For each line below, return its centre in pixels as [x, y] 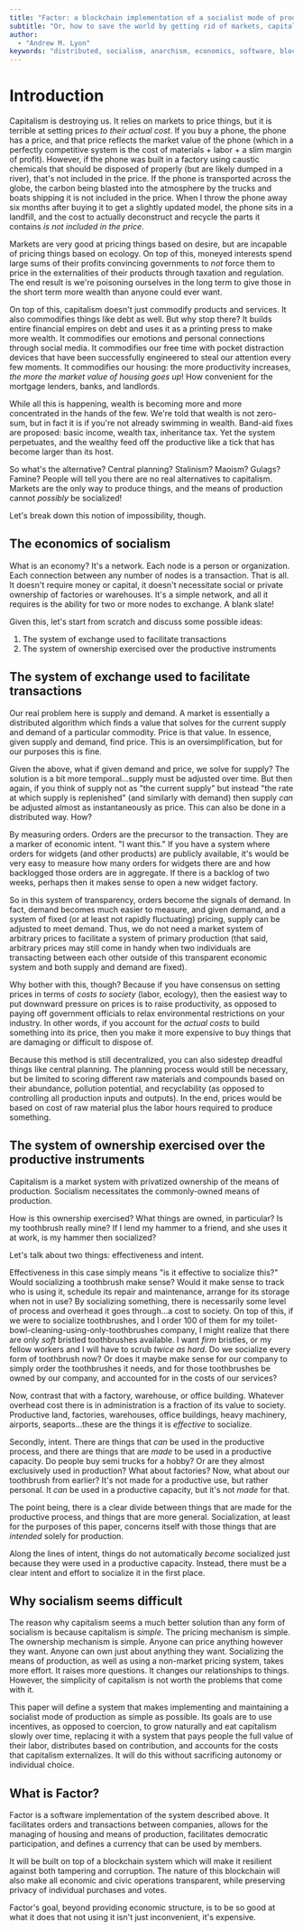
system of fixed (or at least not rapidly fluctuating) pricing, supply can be [145, 919]
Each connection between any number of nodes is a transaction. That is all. [149, 575]
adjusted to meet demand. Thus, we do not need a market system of [137, 928]
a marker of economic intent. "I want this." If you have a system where [140, 844]
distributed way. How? [51, 816]
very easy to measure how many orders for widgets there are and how [140, 863]
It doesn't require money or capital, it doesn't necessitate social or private [147, 584]
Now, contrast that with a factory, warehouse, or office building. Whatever [147, 1395]
